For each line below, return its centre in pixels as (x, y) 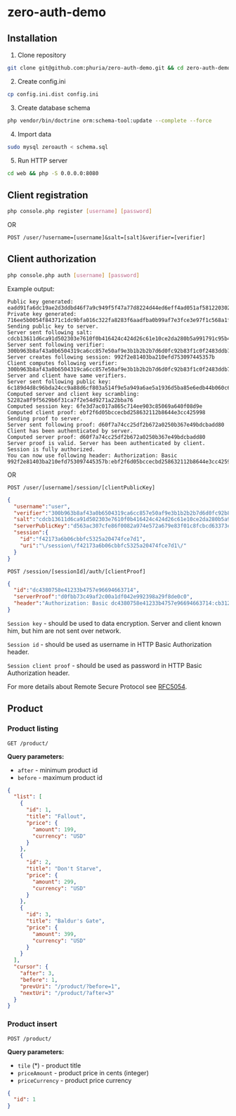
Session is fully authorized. (52, 449)
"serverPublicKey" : (42, 526)
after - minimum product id (58, 770)
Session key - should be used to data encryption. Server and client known (114, 623)
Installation (32, 38)
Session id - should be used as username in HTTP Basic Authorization (110, 644)
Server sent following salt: (50, 332)
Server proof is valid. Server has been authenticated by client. (106, 443)
